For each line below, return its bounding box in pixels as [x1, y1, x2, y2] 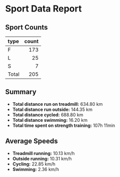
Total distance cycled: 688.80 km [12, 111, 84, 118]
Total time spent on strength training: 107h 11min [12, 122, 115, 128]
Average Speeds [5, 137, 58, 145]
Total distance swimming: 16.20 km [12, 117, 88, 123]
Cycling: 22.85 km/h [12, 161, 56, 167]
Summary [5, 88, 37, 96]
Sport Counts [5, 23, 48, 32]
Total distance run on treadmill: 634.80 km [12, 101, 103, 107]
